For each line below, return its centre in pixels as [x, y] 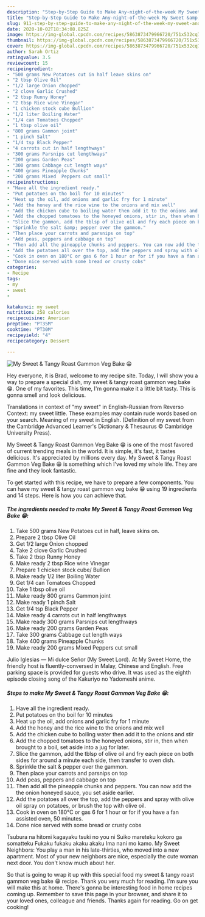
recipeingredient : [30, 69]
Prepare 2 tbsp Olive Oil [45, 537]
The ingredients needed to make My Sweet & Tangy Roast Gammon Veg [100, 509]
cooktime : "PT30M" [30, 330]
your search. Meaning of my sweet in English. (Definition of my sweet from [100, 419]
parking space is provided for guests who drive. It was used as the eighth [99, 673]
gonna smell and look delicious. [47, 395]
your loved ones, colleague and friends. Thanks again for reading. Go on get [102, 901]
